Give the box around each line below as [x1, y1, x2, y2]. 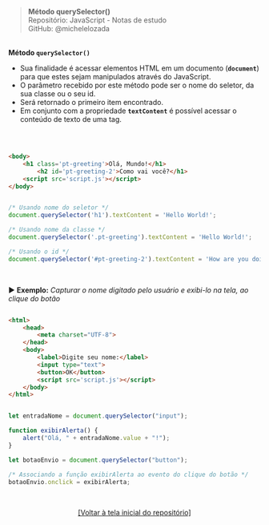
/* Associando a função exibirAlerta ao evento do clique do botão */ [8, 470, 249, 479]
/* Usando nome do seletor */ [8, 204, 110, 212]
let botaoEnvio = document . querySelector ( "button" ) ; [8, 456, 188, 464]
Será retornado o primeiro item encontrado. [19, 98, 164, 107]
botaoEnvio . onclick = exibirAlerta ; [8, 478, 130, 486]
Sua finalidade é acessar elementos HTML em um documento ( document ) [19, 63, 259, 73]
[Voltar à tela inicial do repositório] [78, 508, 191, 518]
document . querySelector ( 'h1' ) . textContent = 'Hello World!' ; [8, 212, 217, 220]
